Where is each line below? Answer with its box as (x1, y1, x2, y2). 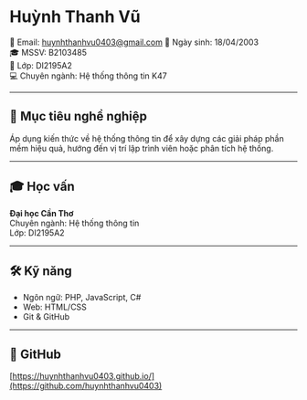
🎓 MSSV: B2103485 (9, 47, 88, 58)
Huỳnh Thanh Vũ (9, 6, 141, 27)
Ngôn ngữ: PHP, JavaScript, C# (22, 292, 142, 303)
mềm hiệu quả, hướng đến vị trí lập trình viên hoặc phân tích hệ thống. (9, 142, 274, 153)
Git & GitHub (22, 311, 70, 322)
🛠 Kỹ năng (9, 263, 73, 279)
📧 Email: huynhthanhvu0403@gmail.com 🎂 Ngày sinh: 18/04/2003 (9, 37, 259, 47)
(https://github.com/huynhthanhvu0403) (9, 381, 163, 392)
